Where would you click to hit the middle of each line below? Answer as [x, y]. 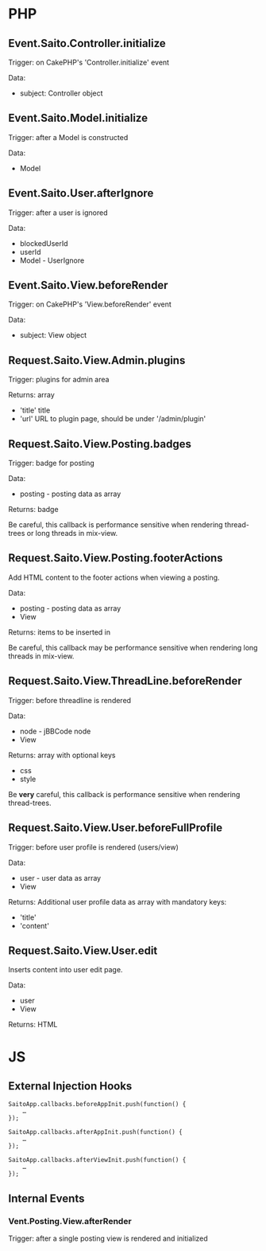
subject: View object [53, 335]
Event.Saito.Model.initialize [78, 118]
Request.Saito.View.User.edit [83, 950]
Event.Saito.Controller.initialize [87, 43]
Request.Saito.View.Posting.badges [100, 444]
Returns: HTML [33, 1025]
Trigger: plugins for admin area [59, 380]
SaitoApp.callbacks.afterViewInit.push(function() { [97, 1160]
